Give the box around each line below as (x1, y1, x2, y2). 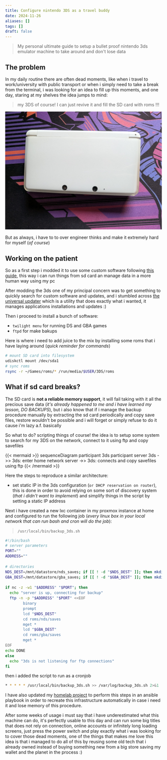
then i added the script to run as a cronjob (5, 673, 91, 679)
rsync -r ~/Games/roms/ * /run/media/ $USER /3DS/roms (5, 369, 114, 374)
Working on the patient (5, 254, 78, 263)
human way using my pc (5, 278, 56, 284)
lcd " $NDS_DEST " (23, 611, 57, 616)
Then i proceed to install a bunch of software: (5, 313, 98, 319)
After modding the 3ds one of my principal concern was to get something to (5, 287, 161, 293)
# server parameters (5, 543, 48, 548)
